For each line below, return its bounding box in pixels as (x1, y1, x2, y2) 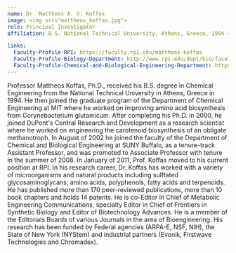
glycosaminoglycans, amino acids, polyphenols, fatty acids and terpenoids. (7, 178, 225, 186)
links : (7, 43, 27, 50)
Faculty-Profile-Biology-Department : (13, 55, 124, 63)
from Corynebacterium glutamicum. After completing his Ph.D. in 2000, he (7, 111, 223, 119)
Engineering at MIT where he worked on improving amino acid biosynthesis (7, 103, 226, 112)
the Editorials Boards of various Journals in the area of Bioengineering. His (7, 215, 223, 224)
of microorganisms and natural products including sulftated (7, 170, 179, 179)
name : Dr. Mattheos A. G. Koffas (7, 10, 105, 18)
